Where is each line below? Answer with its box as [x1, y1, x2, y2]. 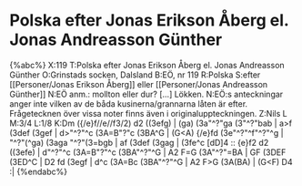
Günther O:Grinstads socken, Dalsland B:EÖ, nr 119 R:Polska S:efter [9, 69, 261, 80]
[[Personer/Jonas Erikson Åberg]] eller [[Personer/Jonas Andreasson [9, 78, 268, 89]
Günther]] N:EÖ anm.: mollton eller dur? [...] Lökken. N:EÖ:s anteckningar [9, 88, 284, 99]
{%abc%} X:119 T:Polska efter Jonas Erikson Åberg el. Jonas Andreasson [9, 59, 285, 70]
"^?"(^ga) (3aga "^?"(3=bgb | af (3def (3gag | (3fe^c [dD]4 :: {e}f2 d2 [9, 137, 269, 148]
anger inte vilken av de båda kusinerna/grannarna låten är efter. [9, 98, 248, 109]
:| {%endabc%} [9, 166, 68, 177]
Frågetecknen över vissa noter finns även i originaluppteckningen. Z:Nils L [9, 108, 288, 119]
